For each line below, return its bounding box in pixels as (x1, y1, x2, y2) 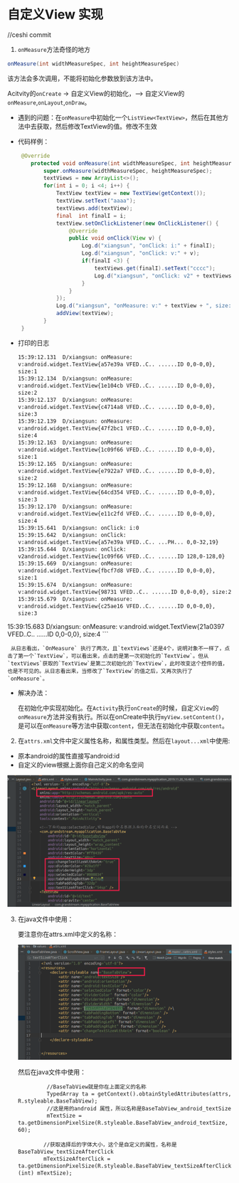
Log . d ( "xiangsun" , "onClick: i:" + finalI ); (81, 243, 216, 250)
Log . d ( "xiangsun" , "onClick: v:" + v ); (81, 250, 200, 257)
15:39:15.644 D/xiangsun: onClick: (17, 546, 127, 553)
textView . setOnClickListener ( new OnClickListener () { (55, 220, 219, 227)
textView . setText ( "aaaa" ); (55, 197, 137, 205)
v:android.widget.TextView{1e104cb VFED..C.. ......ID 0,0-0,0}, (17, 382, 216, 389)
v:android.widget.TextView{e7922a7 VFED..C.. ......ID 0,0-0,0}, (17, 467, 216, 474)
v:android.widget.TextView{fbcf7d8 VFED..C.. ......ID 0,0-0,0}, (17, 567, 216, 574)
